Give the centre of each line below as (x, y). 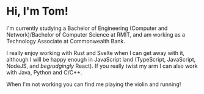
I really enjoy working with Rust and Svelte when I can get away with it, (96, 52)
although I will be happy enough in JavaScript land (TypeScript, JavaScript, (101, 59)
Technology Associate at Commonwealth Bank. (66, 41)
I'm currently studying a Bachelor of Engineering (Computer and (87, 28)
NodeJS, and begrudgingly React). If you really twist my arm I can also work (102, 66)
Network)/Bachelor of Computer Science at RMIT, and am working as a (96, 34)
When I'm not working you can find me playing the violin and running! (94, 84)
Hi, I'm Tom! (37, 11)
